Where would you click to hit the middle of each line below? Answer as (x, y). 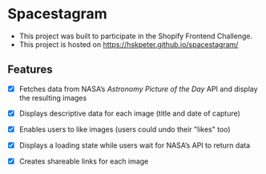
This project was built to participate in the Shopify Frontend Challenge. (136, 36)
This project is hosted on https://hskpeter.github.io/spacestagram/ (129, 44)
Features (30, 70)
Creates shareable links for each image (84, 161)
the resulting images (53, 97)
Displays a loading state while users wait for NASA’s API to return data (135, 145)
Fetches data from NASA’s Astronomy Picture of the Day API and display (138, 89)
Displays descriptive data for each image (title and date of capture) (130, 113)
